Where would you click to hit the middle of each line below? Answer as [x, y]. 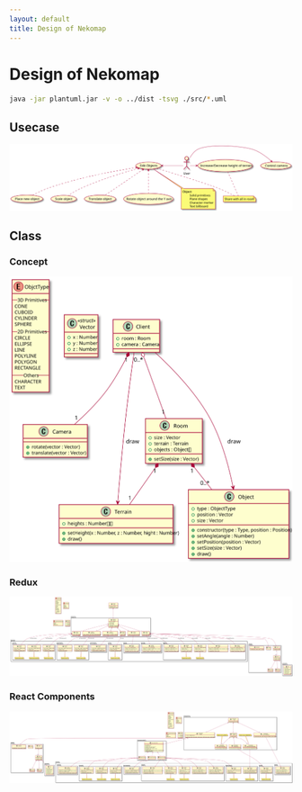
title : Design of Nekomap [58, 28]
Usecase [35, 127]
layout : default [40, 19]
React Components [52, 697]
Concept [28, 262]
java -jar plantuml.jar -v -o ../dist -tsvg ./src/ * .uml [118, 99]
